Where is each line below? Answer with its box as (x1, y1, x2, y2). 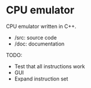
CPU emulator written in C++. (6, 23, 77, 30)
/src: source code (14, 34, 57, 41)
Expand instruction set (14, 75, 68, 82)
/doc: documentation (14, 40, 65, 47)
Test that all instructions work (14, 62, 85, 70)
